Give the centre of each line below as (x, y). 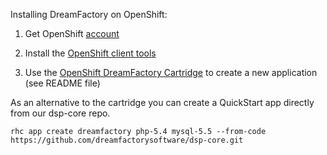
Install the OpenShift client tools (90, 53)
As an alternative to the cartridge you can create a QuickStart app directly (162, 102)
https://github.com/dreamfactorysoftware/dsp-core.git (127, 140)
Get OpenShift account (72, 33)
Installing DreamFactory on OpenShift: (89, 14)
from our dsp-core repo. (60, 113)
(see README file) (62, 83)
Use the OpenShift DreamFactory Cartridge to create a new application (171, 72)
